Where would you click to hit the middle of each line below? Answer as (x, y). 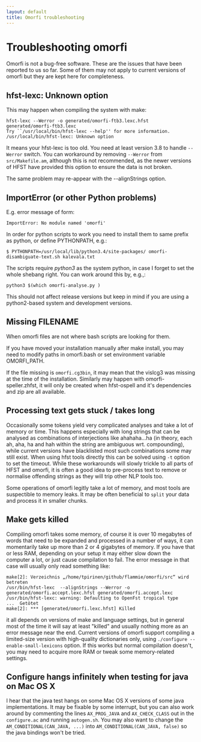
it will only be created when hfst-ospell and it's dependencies (115, 385)
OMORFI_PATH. (25, 361)
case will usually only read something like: (58, 566)
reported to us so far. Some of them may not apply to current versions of (96, 70)
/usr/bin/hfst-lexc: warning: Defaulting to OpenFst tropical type (92, 598)
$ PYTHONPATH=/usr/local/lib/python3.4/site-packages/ (76, 252)
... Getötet (22, 603)
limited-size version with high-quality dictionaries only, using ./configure (97, 639)
